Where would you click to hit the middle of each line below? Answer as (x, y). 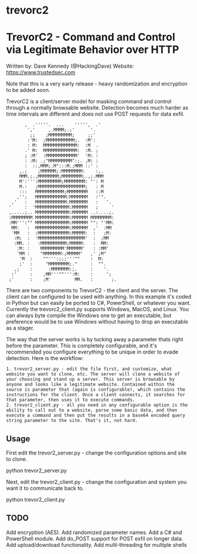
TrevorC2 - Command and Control (91, 37)
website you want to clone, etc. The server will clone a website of (93, 374)
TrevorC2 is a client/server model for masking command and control (89, 101)
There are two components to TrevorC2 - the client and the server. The (92, 291)
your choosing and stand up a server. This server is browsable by (91, 380)
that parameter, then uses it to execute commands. (71, 400)
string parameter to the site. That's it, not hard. (72, 421)
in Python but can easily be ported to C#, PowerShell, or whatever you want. (98, 303)
